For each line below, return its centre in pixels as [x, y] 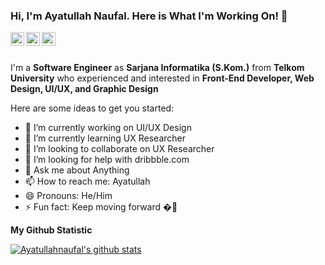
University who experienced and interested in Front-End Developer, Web [162, 78]
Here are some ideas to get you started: [92, 108]
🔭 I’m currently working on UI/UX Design [108, 128]
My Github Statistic [51, 230]
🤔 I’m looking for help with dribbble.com [107, 160]
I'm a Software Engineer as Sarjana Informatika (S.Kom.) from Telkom [157, 68]
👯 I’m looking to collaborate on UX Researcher [119, 149]
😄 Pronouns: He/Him [68, 196]
